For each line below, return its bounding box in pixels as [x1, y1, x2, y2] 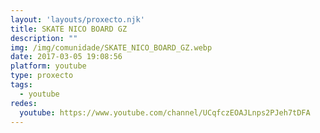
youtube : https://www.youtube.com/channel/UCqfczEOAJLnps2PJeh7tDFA [19, 107, 311, 118]
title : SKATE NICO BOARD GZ [10, 24, 128, 34]
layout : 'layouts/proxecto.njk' [10, 14, 145, 25]
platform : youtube [10, 61, 87, 71]
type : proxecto [10, 71, 74, 81]
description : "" [10, 33, 78, 43]
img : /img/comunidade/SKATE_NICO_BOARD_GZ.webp [10, 42, 213, 53]
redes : [10, 98, 38, 108]
